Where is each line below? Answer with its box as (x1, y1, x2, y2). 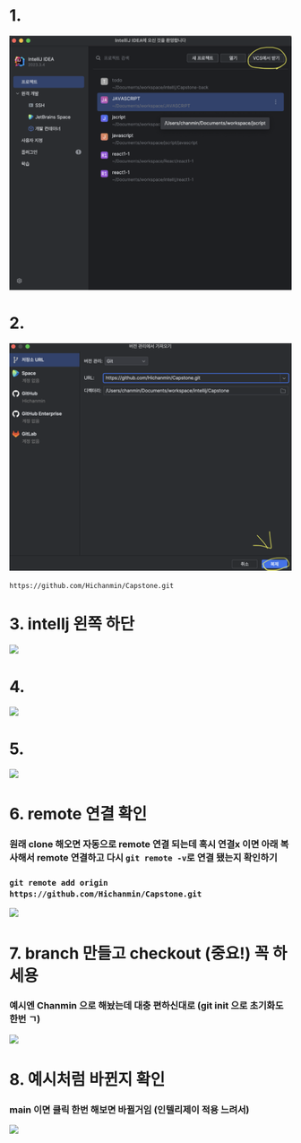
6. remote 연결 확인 (9, 804, 148, 825)
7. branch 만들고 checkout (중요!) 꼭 (9, 943, 270, 964)
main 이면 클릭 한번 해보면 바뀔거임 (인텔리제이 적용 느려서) (9, 1104, 250, 1116)
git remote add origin (9, 878, 108, 888)
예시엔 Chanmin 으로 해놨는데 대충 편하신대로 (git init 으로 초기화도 (9, 1000, 284, 1012)
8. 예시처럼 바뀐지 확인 (9, 1069, 166, 1090)
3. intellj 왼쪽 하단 (9, 614, 135, 635)
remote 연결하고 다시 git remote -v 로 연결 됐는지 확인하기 (37, 852, 278, 864)
